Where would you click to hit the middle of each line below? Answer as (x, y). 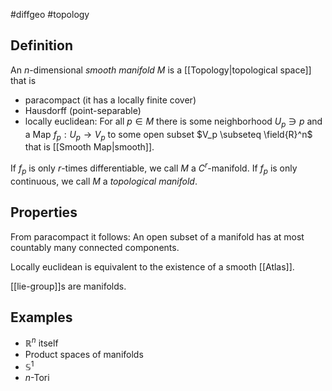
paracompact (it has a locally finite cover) (110, 100)
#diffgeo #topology (50, 14)
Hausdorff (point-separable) (83, 110)
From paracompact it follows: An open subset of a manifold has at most (157, 236)
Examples (41, 317)
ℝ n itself (41, 342)
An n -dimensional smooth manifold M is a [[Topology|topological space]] (161, 70)
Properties (44, 212)
